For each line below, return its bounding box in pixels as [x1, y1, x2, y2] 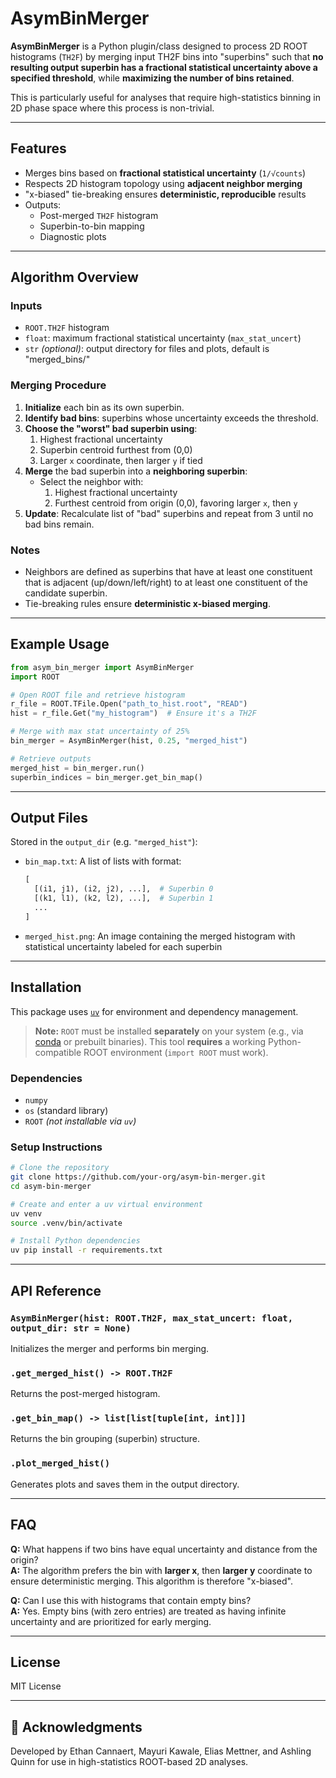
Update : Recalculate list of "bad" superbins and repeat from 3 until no [24, 507, 314, 519]
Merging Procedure [10, 378, 107, 392]
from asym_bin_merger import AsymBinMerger [10, 662, 195, 672]
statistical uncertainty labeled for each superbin [24, 940, 223, 952]
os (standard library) [24, 1104, 109, 1116]
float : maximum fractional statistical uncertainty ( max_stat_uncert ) [24, 332, 302, 344]
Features [10, 140, 67, 157]
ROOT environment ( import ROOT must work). [83, 1046, 269, 1058]
